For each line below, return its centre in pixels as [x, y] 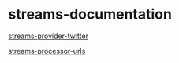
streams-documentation [90, 14]
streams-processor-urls [47, 51]
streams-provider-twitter [48, 36]
